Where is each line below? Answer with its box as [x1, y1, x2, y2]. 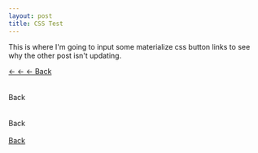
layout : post [8, 11, 53, 20]
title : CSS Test [8, 20, 63, 28]
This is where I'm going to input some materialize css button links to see [8, 42, 251, 51]
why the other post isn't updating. [8, 50, 122, 60]
